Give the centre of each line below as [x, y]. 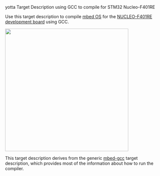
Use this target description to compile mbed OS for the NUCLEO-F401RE [79, 16]
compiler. [15, 168]
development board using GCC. [37, 22]
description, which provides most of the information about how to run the [79, 163]
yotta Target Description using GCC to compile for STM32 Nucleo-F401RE [80, 7]
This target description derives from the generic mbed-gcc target [71, 158]
